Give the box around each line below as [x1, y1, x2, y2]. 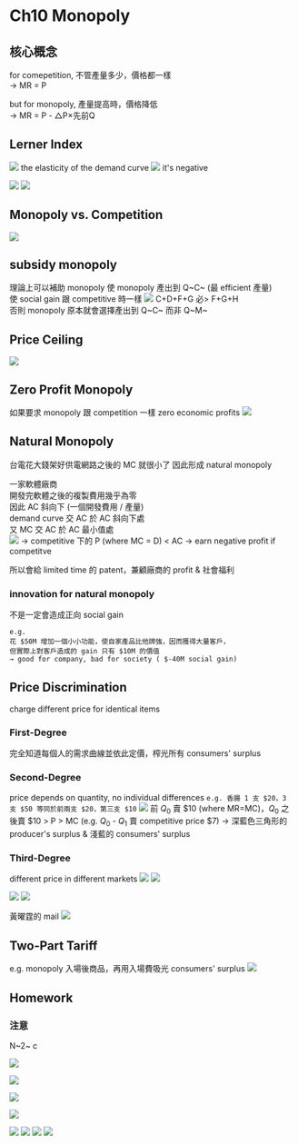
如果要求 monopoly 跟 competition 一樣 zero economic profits [9, 407, 241, 418]
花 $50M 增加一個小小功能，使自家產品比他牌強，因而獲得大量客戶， [9, 637, 230, 646]
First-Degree [9, 726, 67, 739]
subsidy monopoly [9, 257, 118, 273]
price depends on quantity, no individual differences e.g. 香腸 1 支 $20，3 [9, 792, 287, 802]
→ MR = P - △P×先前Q [9, 110, 95, 121]
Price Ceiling [9, 332, 84, 347]
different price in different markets [9, 873, 138, 884]
